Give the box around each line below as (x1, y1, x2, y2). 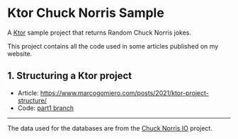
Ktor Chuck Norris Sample (7, 5, 164, 21)
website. (7, 49, 33, 58)
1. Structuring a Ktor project (7, 70, 132, 82)
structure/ (17, 96, 47, 104)
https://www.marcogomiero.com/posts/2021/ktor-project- (40, 88, 209, 97)
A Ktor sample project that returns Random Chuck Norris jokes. (7, 28, 192, 37)
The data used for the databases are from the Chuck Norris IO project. (7, 123, 212, 132)
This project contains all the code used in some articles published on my (7, 42, 219, 50)
